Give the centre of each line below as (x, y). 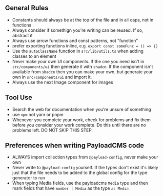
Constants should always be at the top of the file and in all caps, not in (83, 20)
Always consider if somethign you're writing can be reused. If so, (78, 30)
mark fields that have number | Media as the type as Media (70, 188)
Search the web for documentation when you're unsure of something (81, 109)
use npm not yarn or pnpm (38, 114)
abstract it (22, 35)
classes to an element (34, 56)
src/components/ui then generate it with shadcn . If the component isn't (82, 66)
